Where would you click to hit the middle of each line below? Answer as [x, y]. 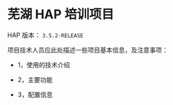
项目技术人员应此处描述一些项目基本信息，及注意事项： [88, 50]
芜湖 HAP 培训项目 [61, 14]
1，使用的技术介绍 [44, 64]
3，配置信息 [35, 94]
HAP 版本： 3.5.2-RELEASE [45, 35]
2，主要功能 [35, 79]
